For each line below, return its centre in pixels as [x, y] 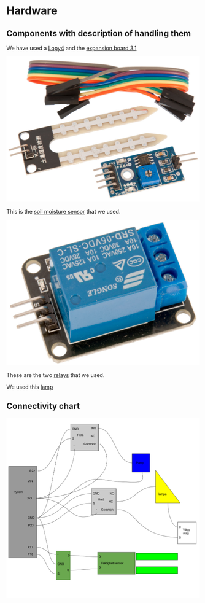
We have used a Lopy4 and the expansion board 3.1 [72, 48]
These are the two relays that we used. [56, 375]
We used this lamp [30, 387]
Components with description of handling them [99, 33]
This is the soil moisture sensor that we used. [64, 212]
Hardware [32, 11]
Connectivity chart [43, 406]
